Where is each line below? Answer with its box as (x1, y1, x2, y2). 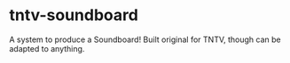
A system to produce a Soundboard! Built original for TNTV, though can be (9, 34, 281, 45)
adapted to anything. (9, 43, 85, 53)
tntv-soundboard (9, 5, 139, 25)
